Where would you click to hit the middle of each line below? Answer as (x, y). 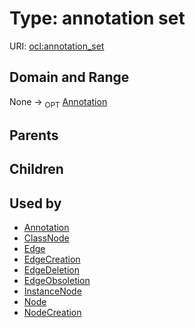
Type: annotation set (97, 18)
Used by (35, 203)
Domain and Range (69, 77)
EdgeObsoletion (57, 281)
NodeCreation (52, 313)
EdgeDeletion (51, 270)
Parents (34, 135)
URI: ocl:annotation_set (57, 46)
